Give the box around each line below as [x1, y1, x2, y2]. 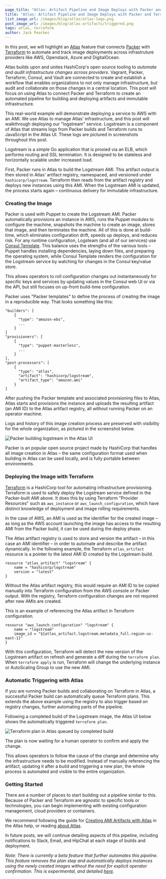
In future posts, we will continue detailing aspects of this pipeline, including [5, 832, 158, 838]
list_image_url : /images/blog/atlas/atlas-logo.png [5, 16, 114, 21]
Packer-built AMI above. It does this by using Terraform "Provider [5, 495, 138, 501]
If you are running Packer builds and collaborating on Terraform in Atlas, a [5, 688, 156, 694]
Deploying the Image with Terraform [5, 473, 94, 480]
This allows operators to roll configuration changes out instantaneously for [5, 274, 157, 279]
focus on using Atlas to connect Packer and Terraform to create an [5, 90, 141, 96]
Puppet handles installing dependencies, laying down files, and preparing [5, 248, 155, 254]
